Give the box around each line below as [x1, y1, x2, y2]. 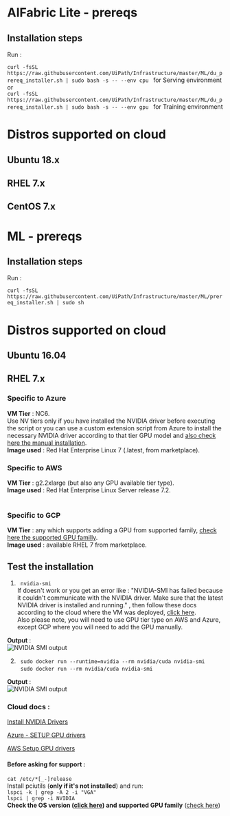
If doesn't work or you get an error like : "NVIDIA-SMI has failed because [16, 587, 223, 595]
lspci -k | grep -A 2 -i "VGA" [7, 788, 97, 796]
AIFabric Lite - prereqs [7, 5, 138, 21]
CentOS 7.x [7, 201, 56, 213]
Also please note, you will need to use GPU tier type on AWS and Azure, [16, 616, 221, 624]
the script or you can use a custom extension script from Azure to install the [7, 423, 222, 432]
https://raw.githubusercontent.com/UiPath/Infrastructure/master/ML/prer [7, 293, 223, 300]
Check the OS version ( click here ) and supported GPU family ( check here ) [7, 801, 221, 809]
